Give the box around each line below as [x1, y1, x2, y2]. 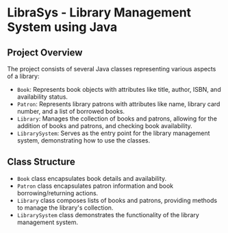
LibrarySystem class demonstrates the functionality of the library [16, 210, 200, 219]
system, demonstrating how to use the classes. [16, 136, 151, 145]
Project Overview [7, 47, 83, 58]
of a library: [7, 72, 40, 80]
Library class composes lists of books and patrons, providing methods [16, 196, 218, 204]
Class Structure [7, 156, 75, 168]
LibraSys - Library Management [7, 5, 192, 21]
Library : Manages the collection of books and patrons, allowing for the [16, 114, 218, 123]
